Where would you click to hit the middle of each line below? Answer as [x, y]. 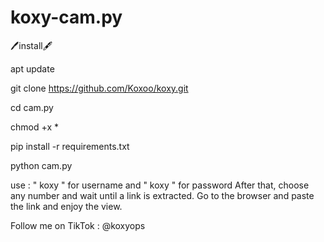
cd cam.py [32, 107]
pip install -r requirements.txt [70, 146]
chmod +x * [34, 127]
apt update [32, 68]
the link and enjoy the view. [66, 206]
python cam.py [41, 165]
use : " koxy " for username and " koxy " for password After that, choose [160, 185]
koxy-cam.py [66, 17]
